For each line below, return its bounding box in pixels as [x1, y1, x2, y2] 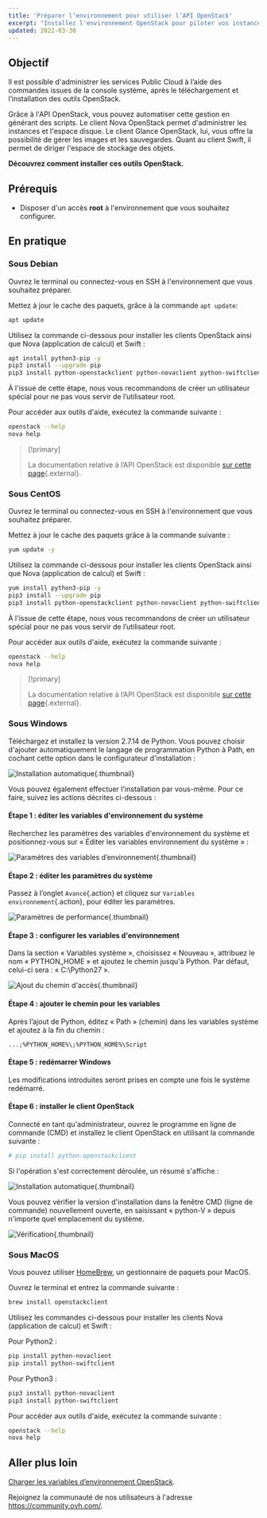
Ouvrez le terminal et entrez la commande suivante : [8, 1283, 180, 1292]
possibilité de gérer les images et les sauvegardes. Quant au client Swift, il [8, 135, 252, 144]
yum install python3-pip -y [8, 584, 102, 592]
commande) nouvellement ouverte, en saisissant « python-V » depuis [8, 1205, 236, 1215]
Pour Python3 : [8, 1374, 57, 1383]
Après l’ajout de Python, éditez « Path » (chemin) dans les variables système [8, 1017, 259, 1026]
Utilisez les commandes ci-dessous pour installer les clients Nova [8, 1312, 223, 1323]
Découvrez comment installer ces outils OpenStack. [8, 159, 184, 168]
